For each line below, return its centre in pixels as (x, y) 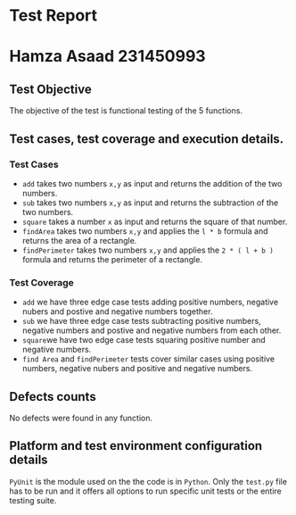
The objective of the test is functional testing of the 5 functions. (126, 111)
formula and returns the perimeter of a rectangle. (112, 259)
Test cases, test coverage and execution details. (147, 139)
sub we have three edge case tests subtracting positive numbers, (141, 321)
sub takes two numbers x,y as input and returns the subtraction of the (150, 203)
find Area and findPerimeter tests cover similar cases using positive (148, 359)
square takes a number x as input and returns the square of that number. (155, 221)
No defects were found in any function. (81, 418)
